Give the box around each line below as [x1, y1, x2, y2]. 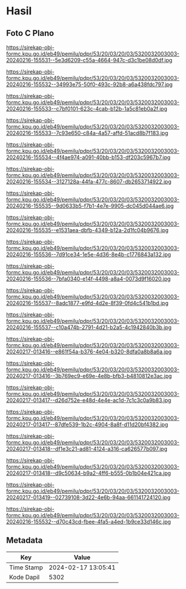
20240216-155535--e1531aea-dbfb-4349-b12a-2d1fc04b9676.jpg [6, 227, 169, 234]
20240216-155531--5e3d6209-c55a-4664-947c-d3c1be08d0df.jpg [6, 57, 173, 63]
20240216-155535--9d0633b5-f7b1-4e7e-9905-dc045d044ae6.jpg [6, 202, 174, 209]
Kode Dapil [9, 573, 40, 581]
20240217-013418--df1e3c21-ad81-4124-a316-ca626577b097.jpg [6, 445, 168, 452]
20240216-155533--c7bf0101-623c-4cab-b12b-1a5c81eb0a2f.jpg [6, 105, 168, 112]
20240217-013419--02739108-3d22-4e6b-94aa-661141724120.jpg [6, 494, 171, 501]
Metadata [6, 535, 43, 545]
